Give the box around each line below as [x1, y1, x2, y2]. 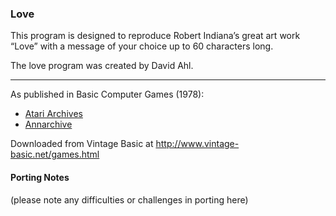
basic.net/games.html [10, 148, 100, 161]
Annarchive [24, 118, 73, 131]
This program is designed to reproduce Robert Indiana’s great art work [10, 30, 301, 42]
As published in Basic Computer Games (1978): [10, 88, 205, 101]
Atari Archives [24, 108, 83, 120]
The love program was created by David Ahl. [10, 60, 194, 72]
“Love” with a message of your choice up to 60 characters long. [10, 40, 274, 52]
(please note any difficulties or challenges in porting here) [10, 193, 249, 206]
